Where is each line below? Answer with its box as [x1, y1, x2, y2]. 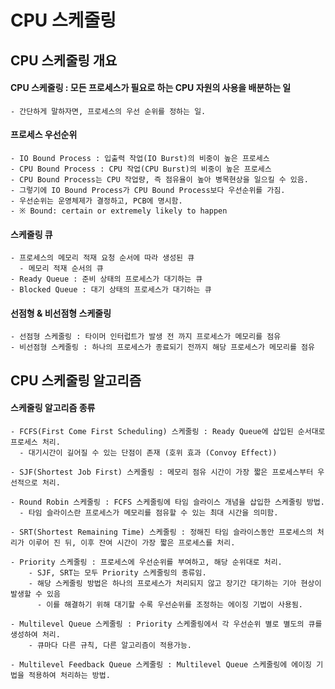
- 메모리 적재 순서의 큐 [19, 264, 104, 274]
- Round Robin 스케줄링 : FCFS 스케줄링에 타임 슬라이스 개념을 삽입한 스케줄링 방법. [10, 497, 325, 507]
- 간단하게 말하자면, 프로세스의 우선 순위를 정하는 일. [10, 106, 207, 116]
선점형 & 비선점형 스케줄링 [10, 307, 112, 319]
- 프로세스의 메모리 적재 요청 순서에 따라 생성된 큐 [10, 253, 195, 263]
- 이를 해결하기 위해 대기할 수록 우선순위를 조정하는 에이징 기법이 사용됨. [36, 599, 303, 610]
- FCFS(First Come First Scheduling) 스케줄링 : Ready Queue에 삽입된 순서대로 [10, 426, 326, 436]
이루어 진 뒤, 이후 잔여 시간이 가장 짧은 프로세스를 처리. [28, 537, 236, 548]
